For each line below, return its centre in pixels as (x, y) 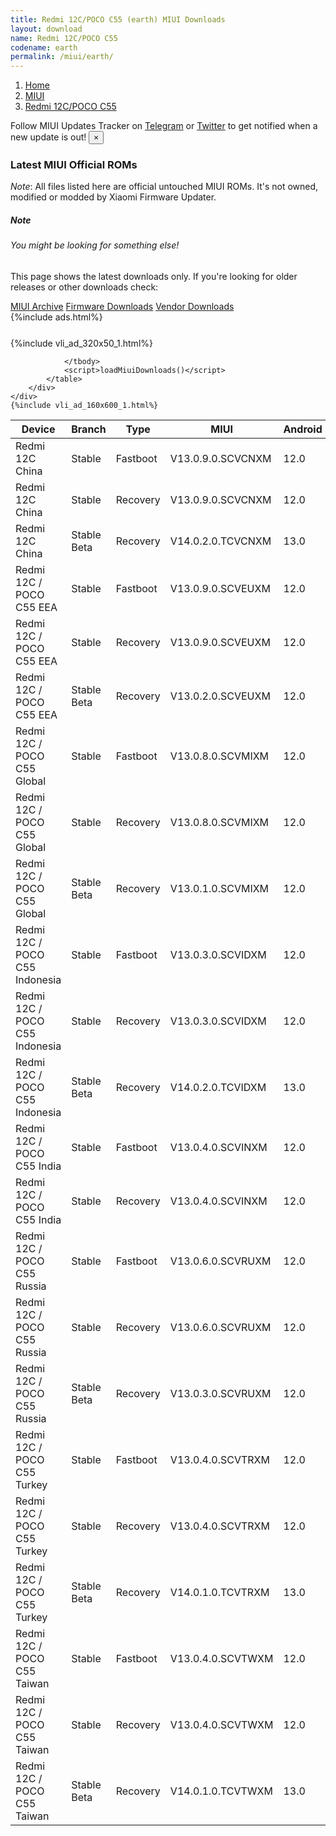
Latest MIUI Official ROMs (74, 165)
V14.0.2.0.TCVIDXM (218, 1087)
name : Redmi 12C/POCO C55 (64, 38)
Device (38, 429)
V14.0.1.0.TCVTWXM (221, 1791)
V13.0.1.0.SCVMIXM (219, 888)
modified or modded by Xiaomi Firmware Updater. (113, 197)
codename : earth (44, 47)
